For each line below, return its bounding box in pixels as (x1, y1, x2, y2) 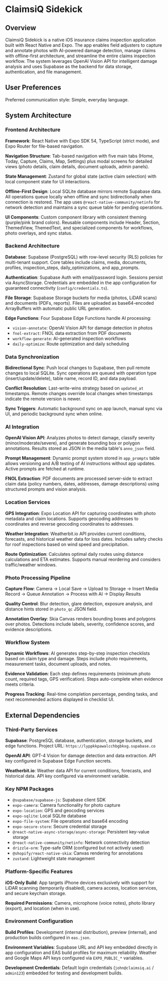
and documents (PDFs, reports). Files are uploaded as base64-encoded (5, 300, 154, 306)
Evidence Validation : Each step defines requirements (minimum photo (5, 671, 151, 677)
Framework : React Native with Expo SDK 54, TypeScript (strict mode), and (5, 138, 159, 144)
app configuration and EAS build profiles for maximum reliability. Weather (5, 949, 157, 955)
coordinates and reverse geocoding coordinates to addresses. (5, 521, 134, 527)
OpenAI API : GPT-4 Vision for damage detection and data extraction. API (5, 752, 156, 759)
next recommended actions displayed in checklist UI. (5, 696, 115, 702)
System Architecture (5, 111, 72, 120)
